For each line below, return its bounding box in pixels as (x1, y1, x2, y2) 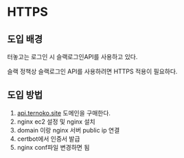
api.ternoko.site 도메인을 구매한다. (16, 109, 111, 117)
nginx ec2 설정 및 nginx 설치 (16, 117, 95, 126)
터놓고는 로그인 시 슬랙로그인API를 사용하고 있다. (7, 53, 138, 60)
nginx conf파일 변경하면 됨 (16, 143, 90, 151)
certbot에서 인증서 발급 (16, 135, 80, 143)
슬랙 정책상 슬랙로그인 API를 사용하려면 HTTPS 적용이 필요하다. (7, 67, 178, 76)
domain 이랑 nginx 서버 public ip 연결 (16, 126, 120, 134)
